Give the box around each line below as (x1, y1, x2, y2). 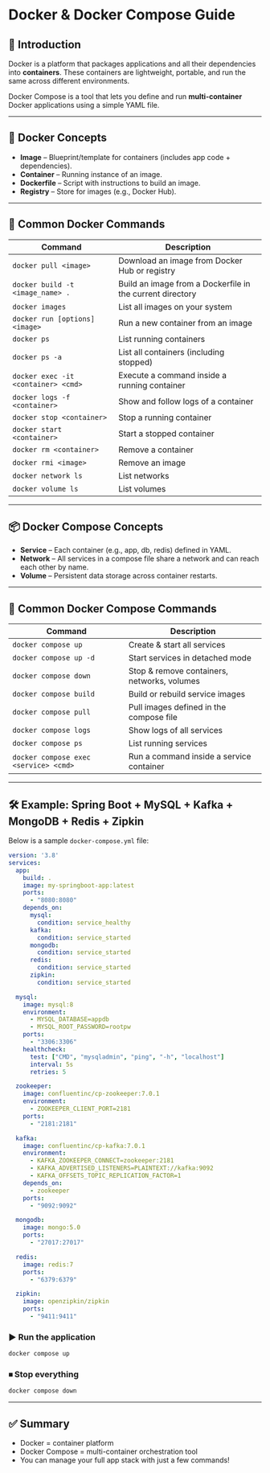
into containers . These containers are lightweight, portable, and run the (8, 68, 247, 77)
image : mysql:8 (22, 1000, 74, 1009)
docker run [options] (12, 314, 95, 323)
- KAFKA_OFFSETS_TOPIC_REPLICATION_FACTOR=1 (29, 1172, 182, 1180)
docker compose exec (12, 753, 91, 762)
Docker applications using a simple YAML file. (8, 101, 160, 109)
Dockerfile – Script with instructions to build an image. (19, 178, 201, 187)
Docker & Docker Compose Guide (8, 6, 235, 24)
